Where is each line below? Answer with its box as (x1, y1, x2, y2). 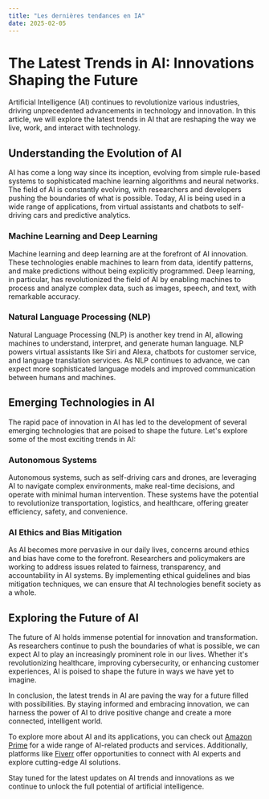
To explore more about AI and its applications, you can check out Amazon (8, 732, 253, 742)
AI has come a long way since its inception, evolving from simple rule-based (8, 168, 261, 178)
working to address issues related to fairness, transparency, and (8, 562, 221, 572)
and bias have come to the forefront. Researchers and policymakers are (8, 554, 246, 563)
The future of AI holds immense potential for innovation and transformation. (8, 633, 259, 642)
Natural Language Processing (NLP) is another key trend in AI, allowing (8, 330, 243, 339)
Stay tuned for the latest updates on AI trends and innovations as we (8, 773, 234, 783)
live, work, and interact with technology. (8, 123, 141, 133)
